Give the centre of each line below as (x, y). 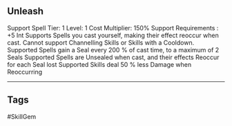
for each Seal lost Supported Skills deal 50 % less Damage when (99, 64)
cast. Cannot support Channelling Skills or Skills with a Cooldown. (101, 42)
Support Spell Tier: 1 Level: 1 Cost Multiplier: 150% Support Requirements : (113, 28)
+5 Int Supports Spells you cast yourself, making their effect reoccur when (113, 35)
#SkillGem (22, 116)
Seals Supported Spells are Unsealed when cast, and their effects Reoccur (113, 57)
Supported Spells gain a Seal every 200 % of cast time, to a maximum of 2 (113, 50)
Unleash (25, 11)
